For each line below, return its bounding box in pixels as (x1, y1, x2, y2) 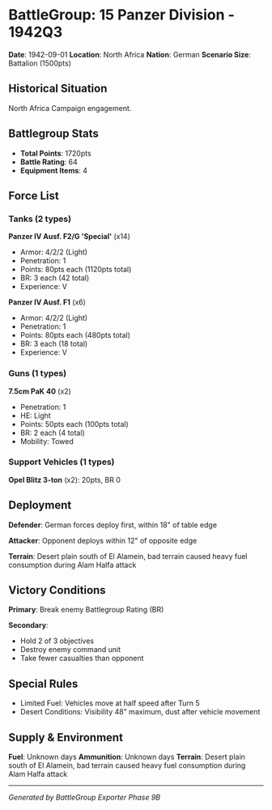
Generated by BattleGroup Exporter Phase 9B (8, 792, 160, 803)
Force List (8, 189, 59, 202)
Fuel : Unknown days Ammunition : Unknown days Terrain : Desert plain (8, 752, 245, 762)
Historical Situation (8, 82, 108, 96)
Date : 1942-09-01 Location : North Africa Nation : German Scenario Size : (8, 49, 251, 59)
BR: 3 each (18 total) (19, 339, 88, 349)
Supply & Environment (8, 731, 124, 744)
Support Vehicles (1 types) (8, 456, 115, 467)
